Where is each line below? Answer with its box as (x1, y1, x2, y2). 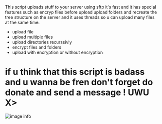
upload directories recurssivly (12, 39, 72, 45)
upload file (12, 29, 34, 34)
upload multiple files (12, 34, 53, 40)
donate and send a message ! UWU (5, 87, 149, 98)
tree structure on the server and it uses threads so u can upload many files (5, 15, 155, 20)
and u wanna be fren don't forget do (5, 77, 153, 88)
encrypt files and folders (12, 45, 62, 50)
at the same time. (5, 19, 40, 25)
